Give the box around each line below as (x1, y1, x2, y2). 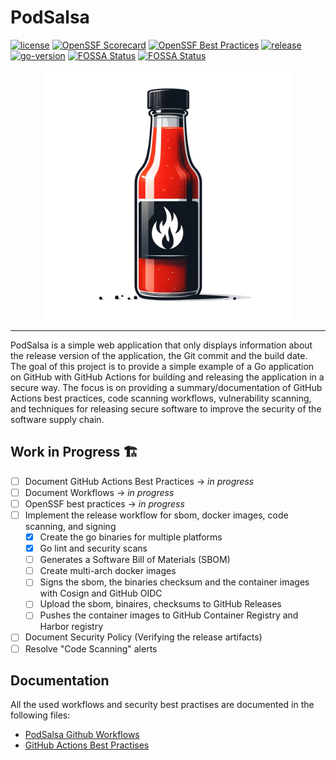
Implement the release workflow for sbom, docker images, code (24, 509, 289, 521)
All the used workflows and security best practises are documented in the (10, 699, 315, 711)
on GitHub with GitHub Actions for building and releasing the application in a (10, 371, 325, 383)
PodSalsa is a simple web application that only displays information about (10, 339, 313, 351)
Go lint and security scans (39, 542, 148, 555)
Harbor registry (39, 621, 104, 633)
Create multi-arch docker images (39, 565, 177, 577)
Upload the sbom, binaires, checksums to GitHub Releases (39, 598, 282, 610)
